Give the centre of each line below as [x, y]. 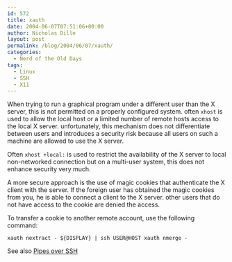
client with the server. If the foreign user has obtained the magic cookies [111, 190]
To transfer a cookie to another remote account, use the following [101, 218]
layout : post [26, 40]
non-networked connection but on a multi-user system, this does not [106, 162]
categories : [24, 53]
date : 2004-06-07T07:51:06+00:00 [56, 26]
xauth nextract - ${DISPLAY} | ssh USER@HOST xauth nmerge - [98, 238]
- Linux [25, 71]
